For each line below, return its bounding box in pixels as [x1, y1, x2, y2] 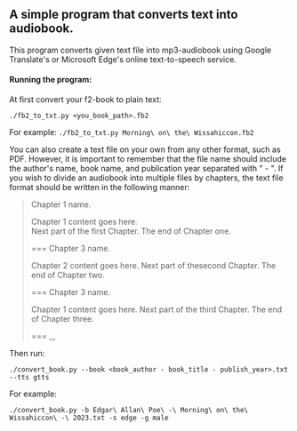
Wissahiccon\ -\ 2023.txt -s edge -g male [9, 413, 169, 423]
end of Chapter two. [30, 270, 105, 281]
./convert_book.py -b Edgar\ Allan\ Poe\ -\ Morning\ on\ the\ [9, 406, 249, 415]
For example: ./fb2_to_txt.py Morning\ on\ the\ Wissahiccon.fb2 [9, 127, 254, 138]
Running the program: [9, 75, 92, 85]
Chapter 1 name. [30, 199, 92, 210]
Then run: [9, 348, 45, 359]
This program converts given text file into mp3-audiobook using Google [9, 44, 272, 55]
